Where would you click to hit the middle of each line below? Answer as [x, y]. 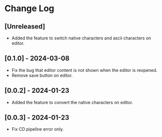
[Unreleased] [25, 26]
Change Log [29, 9]
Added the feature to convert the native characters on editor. [72, 102]
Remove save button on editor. [42, 75]
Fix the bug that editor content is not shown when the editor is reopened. [84, 70]
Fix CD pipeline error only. [38, 129]
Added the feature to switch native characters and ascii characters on [81, 38]
